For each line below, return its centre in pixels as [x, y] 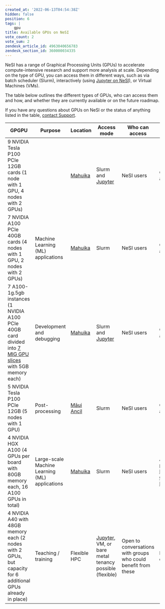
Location [81, 130]
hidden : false [20, 14]
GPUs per [19, 456]
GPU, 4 [16, 191]
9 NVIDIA [18, 141]
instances [19, 299]
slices [14, 360]
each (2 [16, 537]
